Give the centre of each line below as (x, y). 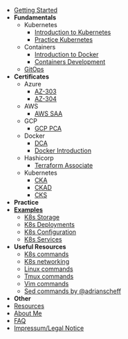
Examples (28, 210)
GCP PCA (48, 128)
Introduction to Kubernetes (73, 32)
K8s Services (43, 239)
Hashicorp (39, 158)
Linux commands (49, 269)
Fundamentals (35, 17)
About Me (28, 313)
